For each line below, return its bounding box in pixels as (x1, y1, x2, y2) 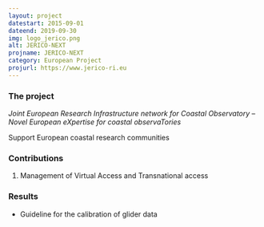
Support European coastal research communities (8, 133, 170, 143)
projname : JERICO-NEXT (8, 49, 84, 57)
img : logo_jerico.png (8, 34, 81, 43)
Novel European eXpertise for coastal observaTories (8, 117, 182, 127)
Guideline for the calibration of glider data (19, 209, 158, 219)
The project (8, 90, 54, 101)
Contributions (8, 152, 64, 164)
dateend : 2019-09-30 (8, 26, 78, 34)
